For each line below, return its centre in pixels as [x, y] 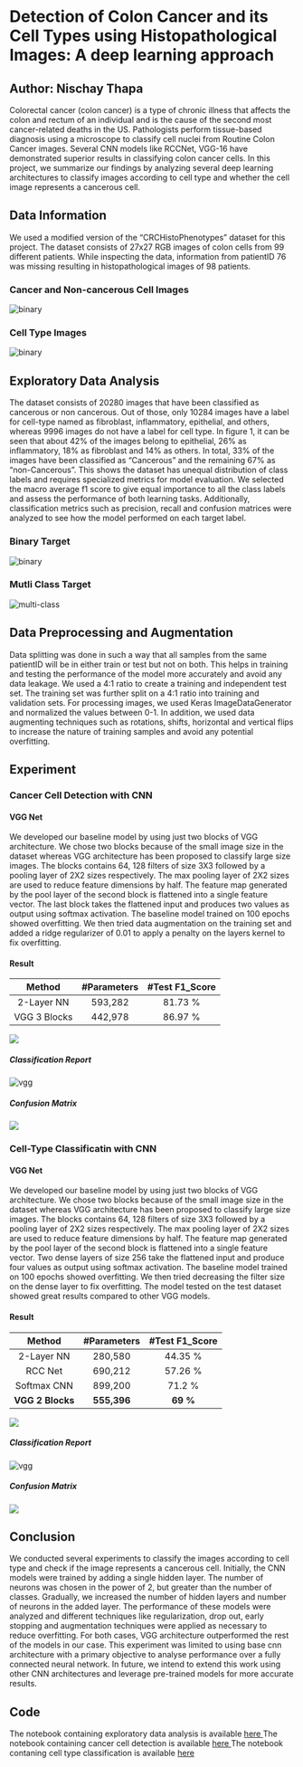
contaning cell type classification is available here [102, 1753]
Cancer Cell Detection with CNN [81, 795]
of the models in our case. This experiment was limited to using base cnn [146, 1645]
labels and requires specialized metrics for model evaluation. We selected [147, 480]
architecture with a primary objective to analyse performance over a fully [145, 1655]
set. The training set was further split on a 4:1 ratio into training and [134, 693]
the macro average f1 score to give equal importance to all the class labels [148, 489]
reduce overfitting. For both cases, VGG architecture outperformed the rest [149, 1636]
